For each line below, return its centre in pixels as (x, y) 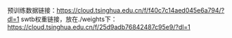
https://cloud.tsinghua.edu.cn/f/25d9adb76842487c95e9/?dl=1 (99, 27)
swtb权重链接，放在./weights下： (69, 19)
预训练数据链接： (32, 10)
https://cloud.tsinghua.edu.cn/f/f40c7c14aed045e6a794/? (141, 10)
